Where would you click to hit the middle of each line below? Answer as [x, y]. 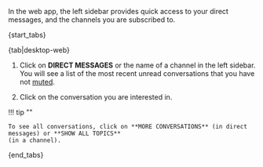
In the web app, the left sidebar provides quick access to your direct [119, 11]
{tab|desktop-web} [39, 50]
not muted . [37, 82]
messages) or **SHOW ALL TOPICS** [65, 133]
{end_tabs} [26, 155]
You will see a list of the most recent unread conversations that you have [137, 73]
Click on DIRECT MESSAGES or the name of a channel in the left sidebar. [137, 65]
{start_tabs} [27, 35]
